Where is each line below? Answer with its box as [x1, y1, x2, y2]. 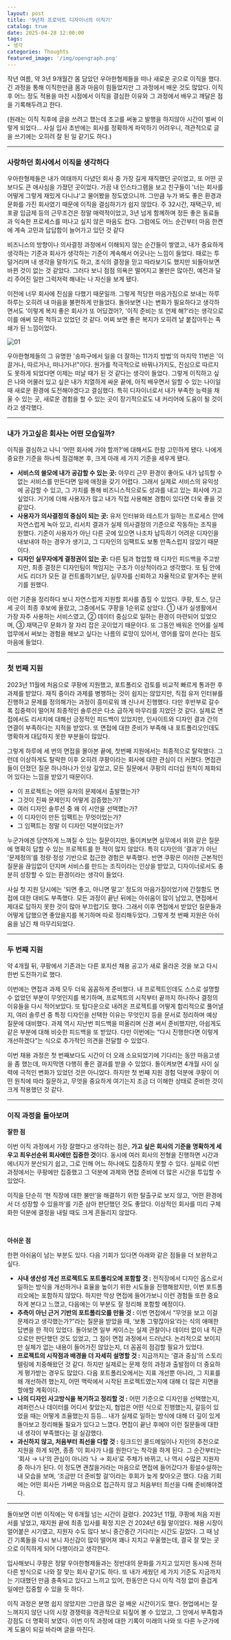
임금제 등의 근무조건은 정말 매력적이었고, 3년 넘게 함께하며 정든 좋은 [19, 209, 201, 217]
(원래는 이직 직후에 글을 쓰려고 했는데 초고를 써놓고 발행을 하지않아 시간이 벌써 [7, 115, 217, 123]
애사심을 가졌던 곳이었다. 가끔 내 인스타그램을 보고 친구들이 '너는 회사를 [32, 183, 223, 191]
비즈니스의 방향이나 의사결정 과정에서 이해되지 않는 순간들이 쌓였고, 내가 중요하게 [7, 241, 224, 249]
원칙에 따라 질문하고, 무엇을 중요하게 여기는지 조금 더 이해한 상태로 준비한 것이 [14, 1077, 223, 1085]
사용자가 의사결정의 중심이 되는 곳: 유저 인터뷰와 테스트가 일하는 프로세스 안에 [16, 512, 224, 520]
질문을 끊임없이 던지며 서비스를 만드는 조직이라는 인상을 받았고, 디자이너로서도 [7, 862, 217, 870]
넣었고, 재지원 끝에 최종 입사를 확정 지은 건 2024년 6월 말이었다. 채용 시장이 [19, 1519, 223, 1527]
